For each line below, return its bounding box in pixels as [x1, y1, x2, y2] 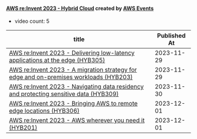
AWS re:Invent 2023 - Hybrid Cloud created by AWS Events [6, 5, 154, 12]
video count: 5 [14, 18, 50, 25]
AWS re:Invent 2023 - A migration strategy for [9, 66, 137, 74]
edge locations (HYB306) [9, 107, 80, 115]
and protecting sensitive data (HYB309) [9, 90, 119, 98]
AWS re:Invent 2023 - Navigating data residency [9, 83, 144, 91]
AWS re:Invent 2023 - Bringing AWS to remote [9, 100, 138, 108]
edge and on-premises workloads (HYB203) [9, 73, 133, 82]
